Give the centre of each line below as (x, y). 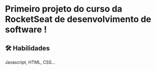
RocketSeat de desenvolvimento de (78, 19)
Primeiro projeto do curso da (64, 9)
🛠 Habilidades (27, 48)
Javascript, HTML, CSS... (30, 62)
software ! (26, 30)
